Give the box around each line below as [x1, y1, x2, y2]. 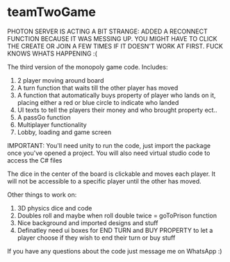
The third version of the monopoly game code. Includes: [7, 63, 168, 71]
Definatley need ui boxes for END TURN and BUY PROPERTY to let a [17, 226, 213, 234]
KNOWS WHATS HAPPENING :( [7, 49, 97, 58]
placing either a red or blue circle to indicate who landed [17, 98, 179, 106]
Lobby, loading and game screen [17, 128, 112, 136]
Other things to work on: [7, 190, 77, 199]
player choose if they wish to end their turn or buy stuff [17, 234, 176, 242]
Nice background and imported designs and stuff [17, 218, 158, 227]
